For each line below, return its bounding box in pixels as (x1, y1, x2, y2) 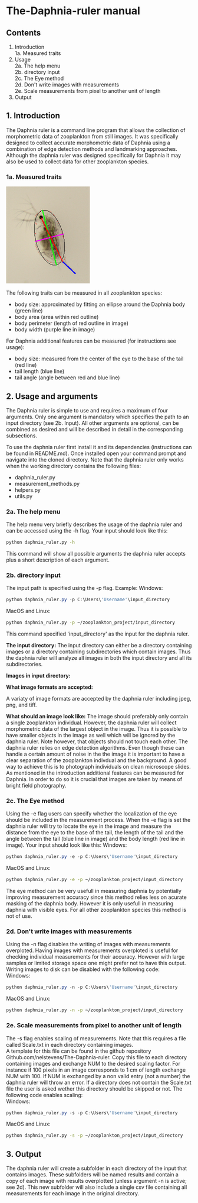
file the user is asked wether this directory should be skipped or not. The (6, 1085, 183, 1092)
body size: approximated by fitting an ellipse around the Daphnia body (14, 301, 186, 308)
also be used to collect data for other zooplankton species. (6, 158, 149, 165)
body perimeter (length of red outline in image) (14, 320, 128, 327)
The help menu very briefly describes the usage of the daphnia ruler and (6, 521, 183, 528)
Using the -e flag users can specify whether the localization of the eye (6, 810, 177, 817)
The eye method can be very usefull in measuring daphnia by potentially (6, 888, 181, 895)
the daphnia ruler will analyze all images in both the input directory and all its (6, 654, 192, 662)
